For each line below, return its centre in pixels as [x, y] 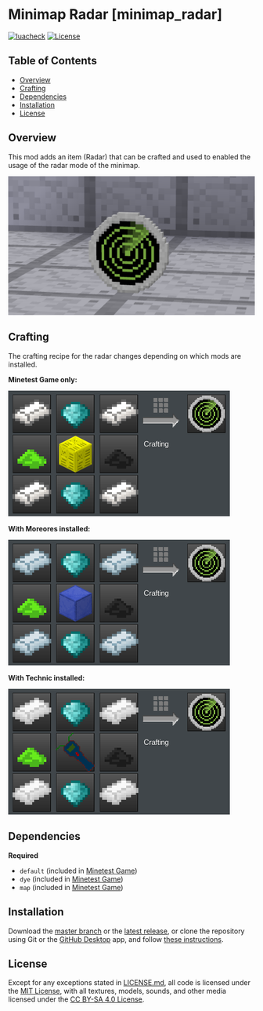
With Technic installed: [47, 677]
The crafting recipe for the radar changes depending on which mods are [124, 356]
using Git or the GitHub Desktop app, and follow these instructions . [116, 939]
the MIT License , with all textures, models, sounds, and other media [117, 991]
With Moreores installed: [49, 528]
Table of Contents [53, 61]
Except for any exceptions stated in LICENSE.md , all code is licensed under [129, 983]
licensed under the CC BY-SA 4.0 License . [76, 999]
